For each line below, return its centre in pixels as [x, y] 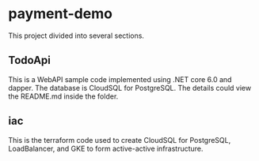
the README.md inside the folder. [63, 96]
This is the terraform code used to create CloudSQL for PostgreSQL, [120, 140]
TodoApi [30, 60]
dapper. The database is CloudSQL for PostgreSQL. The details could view [130, 88]
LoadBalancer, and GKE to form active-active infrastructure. [106, 148]
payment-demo [61, 14]
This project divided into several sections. [76, 36]
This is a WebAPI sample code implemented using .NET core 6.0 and [120, 79]
